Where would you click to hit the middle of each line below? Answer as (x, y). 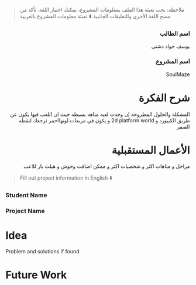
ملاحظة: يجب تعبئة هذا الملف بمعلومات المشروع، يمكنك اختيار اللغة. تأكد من (102, 10)
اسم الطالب (175, 33)
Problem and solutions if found (42, 252)
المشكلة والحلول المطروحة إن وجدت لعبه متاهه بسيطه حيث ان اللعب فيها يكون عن (100, 114)
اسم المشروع (173, 61)
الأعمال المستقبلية (151, 150)
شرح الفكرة (164, 98)
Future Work (36, 275)
